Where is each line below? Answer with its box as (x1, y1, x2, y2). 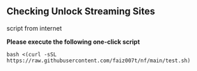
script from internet (6, 24, 62, 32)
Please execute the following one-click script (6, 38, 141, 46)
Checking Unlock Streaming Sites (6, 6, 155, 17)
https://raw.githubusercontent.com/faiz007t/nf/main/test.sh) (6, 57, 191, 64)
